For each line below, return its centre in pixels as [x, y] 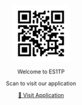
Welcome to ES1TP [41, 72]
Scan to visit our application [41, 83]
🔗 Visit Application [41, 95]
